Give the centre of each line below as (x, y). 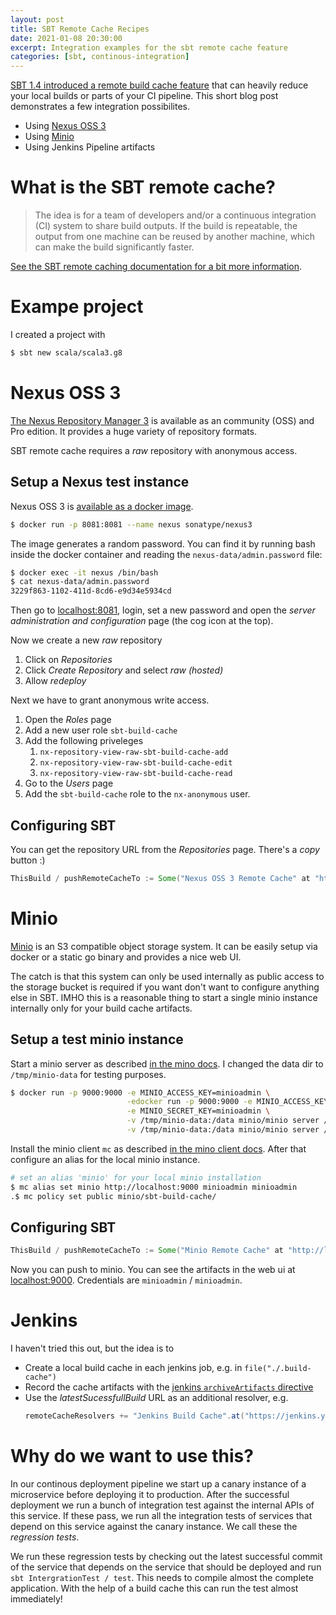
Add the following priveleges (84, 741)
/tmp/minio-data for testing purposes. (88, 1074)
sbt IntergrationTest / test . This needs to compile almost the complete (162, 1577)
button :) (28, 860)
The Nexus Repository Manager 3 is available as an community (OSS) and (162, 420)
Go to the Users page (69, 783)
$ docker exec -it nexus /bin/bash (84, 572)
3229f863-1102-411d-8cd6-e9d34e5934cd (91, 591)
